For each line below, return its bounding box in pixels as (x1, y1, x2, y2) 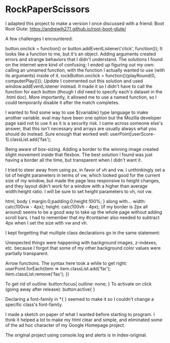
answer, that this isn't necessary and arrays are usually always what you (5, 126, 156, 132)
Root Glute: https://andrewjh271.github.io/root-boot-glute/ (5, 25, 126, 32)
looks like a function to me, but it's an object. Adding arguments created (5, 51, 156, 57)
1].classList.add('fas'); (5, 136, 52, 142)
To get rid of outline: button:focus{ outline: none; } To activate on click (5, 280, 152, 287)
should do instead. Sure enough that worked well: (5, 131, 109, 137)
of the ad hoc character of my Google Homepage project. (5, 322, 125, 328)
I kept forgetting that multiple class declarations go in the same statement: (5, 230, 160, 236)
